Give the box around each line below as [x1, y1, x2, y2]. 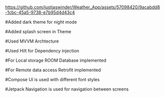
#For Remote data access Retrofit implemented [5, 67, 101, 73]
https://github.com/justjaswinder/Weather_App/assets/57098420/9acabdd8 [5, 4, 161, 10]
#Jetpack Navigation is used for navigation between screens [5, 86, 129, 92]
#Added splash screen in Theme [5, 29, 72, 34]
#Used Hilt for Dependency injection [5, 48, 80, 53]
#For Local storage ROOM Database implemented [5, 57, 107, 63]
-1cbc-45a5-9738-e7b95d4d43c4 [5, 9, 75, 15]
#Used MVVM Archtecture [5, 38, 59, 44]
